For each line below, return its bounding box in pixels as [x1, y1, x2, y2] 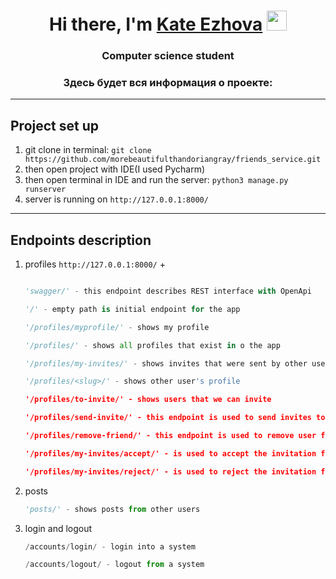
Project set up [10, 117, 99, 134]
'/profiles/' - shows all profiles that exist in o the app [24, 340, 281, 350]
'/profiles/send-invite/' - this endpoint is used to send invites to [24, 413, 326, 423]
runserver [24, 185, 67, 195]
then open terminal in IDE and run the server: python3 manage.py [24, 174, 289, 186]
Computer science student [101, 49, 235, 63]
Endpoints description [10, 231, 152, 249]
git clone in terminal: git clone [24, 144, 152, 156]
